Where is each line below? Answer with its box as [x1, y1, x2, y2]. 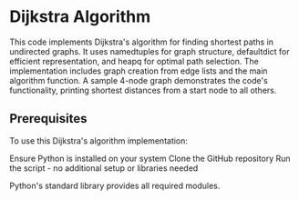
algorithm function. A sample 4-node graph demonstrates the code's [9, 75, 269, 85]
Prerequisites [9, 111, 88, 126]
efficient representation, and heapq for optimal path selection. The [9, 55, 260, 66]
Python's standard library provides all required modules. [9, 180, 221, 191]
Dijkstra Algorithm [9, 6, 151, 27]
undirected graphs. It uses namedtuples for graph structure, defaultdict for [9, 45, 290, 56]
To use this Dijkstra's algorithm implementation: [9, 135, 189, 146]
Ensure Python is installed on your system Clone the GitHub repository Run [9, 153, 291, 164]
